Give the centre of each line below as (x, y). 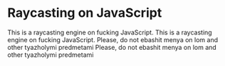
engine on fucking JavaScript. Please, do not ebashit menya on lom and (113, 39)
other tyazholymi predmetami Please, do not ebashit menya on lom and (112, 47)
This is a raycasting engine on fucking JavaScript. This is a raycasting (110, 32)
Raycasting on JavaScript (85, 13)
